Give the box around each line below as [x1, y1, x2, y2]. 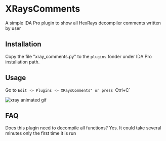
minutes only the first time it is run [5, 130, 76, 136]
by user [5, 25, 21, 31]
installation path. [5, 59, 40, 65]
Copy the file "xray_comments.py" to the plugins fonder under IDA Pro [5, 53, 152, 59]
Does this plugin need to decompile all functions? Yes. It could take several [5, 125, 161, 131]
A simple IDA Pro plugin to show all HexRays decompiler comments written [5, 20, 161, 26]
